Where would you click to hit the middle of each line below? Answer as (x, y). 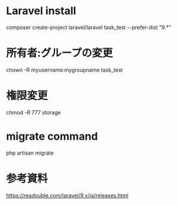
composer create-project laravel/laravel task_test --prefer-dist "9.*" (89, 27)
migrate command (52, 136)
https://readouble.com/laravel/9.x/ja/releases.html (67, 195)
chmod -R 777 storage (33, 112)
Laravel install (41, 11)
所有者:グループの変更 (59, 53)
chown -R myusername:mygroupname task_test (65, 70)
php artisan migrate (30, 153)
